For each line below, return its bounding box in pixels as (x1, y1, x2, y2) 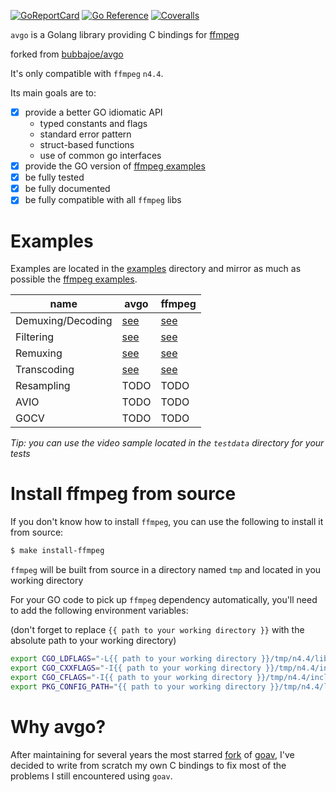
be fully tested (24, 171, 85, 184)
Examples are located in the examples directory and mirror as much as (10, 263, 302, 275)
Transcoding (15, 363, 75, 377)
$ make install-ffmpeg (10, 546, 105, 556)
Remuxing (15, 346, 63, 360)
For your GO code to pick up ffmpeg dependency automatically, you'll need (10, 594, 318, 606)
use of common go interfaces (39, 150, 162, 162)
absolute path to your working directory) (10, 635, 177, 647)
